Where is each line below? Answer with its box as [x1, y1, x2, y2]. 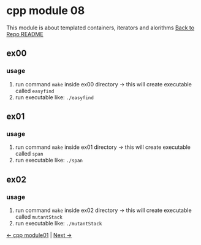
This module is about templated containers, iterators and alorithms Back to [6, 24, 195, 31]
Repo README [6, 30, 44, 37]
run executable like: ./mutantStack [15, 220, 102, 227]
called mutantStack [15, 213, 63, 221]
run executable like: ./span [15, 157, 83, 164]
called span [15, 150, 44, 157]
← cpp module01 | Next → [6, 232, 72, 239]
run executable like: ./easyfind [15, 93, 94, 101]
